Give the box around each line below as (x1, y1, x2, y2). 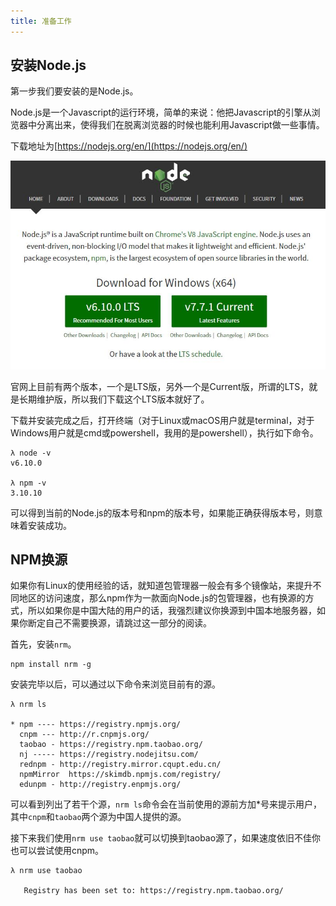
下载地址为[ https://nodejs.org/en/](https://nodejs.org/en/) (10, 140, 248, 152)
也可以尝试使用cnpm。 (10, 845, 105, 857)
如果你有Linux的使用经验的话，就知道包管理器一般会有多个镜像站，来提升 (10, 580, 313, 592)
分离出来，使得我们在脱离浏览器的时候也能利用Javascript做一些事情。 (36, 119, 325, 131)
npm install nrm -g (10, 660, 92, 670)
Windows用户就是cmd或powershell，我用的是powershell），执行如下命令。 (10, 426, 319, 439)
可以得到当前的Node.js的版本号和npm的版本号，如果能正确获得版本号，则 (10, 506, 315, 519)
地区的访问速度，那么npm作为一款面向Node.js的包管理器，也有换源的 (18, 592, 306, 604)
